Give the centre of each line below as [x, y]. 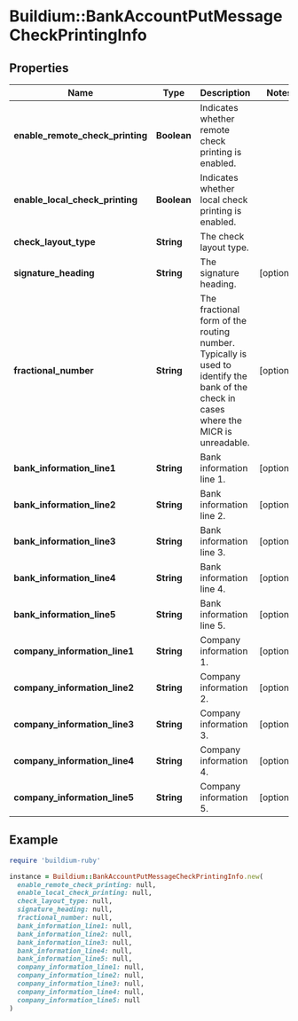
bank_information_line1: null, [75, 926]
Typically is [223, 354]
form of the [223, 321]
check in [218, 398]
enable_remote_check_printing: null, [87, 884]
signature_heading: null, [65, 910]
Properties [39, 68]
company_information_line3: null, [81, 984]
